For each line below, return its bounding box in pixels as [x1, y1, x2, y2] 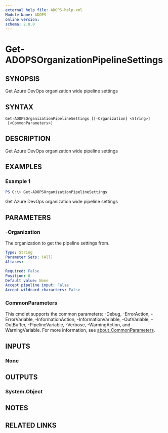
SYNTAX [5, 103, 34, 111]
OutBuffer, [5, 322, 27, 328]
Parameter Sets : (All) [5, 255, 53, 260]
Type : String [5, 250, 33, 255]
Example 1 [5, 178, 31, 185]
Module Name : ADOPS [5, 12, 47, 17]
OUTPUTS [5, 373, 38, 382]
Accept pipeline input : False [5, 283, 69, 288]
